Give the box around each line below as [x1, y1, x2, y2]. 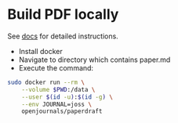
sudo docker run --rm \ [7, 78, 85, 86]
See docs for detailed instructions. [7, 31, 118, 41]
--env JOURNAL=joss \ [21, 100, 92, 108]
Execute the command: [18, 63, 94, 72]
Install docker [18, 46, 64, 56]
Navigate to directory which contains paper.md [18, 55, 171, 64]
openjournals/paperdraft [21, 107, 103, 115]
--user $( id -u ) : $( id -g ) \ [21, 92, 113, 101]
